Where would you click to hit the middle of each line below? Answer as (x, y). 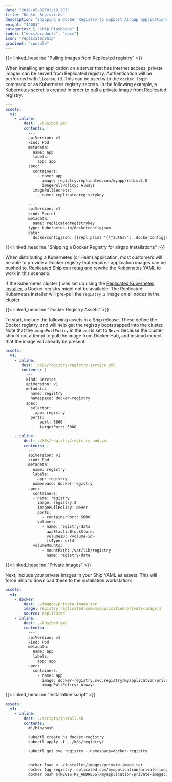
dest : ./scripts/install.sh (53, 718)
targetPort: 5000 (58, 427)
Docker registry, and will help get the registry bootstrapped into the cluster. (84, 325)
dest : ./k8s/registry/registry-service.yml (68, 365)
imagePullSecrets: (52, 190)
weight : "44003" (23, 24)
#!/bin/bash (41, 728)
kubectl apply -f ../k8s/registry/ (66, 742)
